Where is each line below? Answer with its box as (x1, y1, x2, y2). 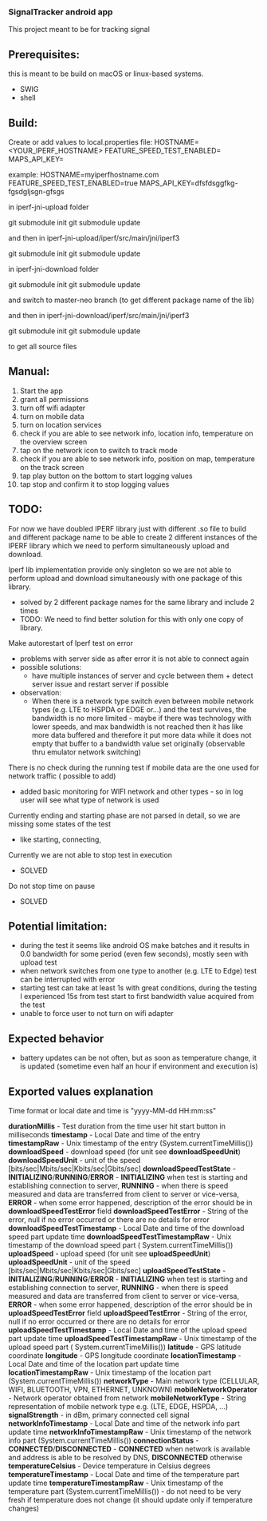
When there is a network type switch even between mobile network (31, 696, 254, 706)
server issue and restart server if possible (31, 679, 169, 689)
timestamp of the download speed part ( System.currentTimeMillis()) (8, 1240, 234, 1249)
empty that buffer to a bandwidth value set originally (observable (31, 739, 245, 748)
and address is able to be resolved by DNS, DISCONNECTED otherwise (8, 1452, 243, 1462)
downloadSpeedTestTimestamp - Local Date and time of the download (8, 1223, 245, 1232)
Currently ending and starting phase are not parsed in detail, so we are (8, 810, 241, 820)
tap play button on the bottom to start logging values (19, 471, 193, 480)
